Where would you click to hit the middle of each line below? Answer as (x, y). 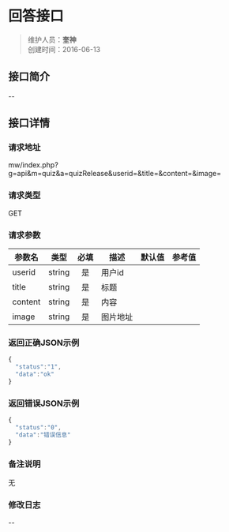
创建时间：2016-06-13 (64, 49)
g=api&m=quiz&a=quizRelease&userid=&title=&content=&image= (115, 174)
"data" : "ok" (35, 375)
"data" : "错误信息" (43, 435)
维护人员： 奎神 (52, 39)
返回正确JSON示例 (44, 343)
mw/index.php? (34, 165)
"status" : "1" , (38, 367)
